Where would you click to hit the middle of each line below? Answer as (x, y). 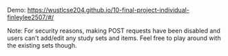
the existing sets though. (42, 45)
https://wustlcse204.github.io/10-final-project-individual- (108, 10)
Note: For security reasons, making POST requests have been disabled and (114, 31)
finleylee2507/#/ (31, 17)
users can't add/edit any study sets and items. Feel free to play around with (114, 38)
